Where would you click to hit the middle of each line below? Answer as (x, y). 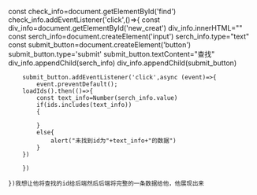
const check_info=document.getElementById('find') (92, 11)
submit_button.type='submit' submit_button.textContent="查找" (112, 54)
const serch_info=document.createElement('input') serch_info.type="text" (129, 36)
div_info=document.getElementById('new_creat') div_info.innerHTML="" (125, 28)
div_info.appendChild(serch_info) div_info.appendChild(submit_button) (123, 63)
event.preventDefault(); (77, 84)
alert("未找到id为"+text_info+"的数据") (113, 141)
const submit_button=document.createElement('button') (100, 45)
